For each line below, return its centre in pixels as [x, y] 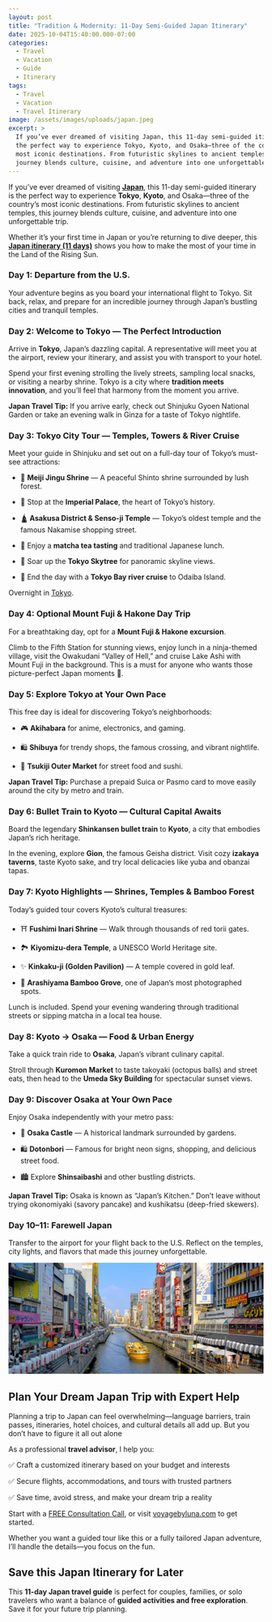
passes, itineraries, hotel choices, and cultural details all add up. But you [129, 1425]
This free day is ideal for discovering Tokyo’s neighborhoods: [110, 712]
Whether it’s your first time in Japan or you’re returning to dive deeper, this [133, 237]
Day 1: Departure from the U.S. [70, 275]
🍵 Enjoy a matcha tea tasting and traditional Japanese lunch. [122, 546]
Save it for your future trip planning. [68, 1609]
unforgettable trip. [38, 221]
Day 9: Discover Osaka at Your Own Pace [90, 1099]
